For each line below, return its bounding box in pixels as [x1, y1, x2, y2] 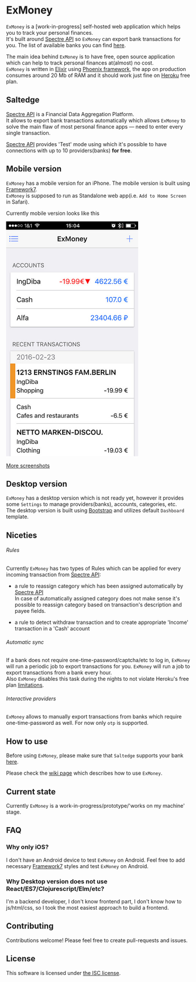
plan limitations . [6, 681, 44, 689]
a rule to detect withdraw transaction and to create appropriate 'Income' [14, 619, 189, 626]
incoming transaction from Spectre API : [6, 571, 101, 578]
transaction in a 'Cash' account [14, 625, 90, 632]
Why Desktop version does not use [6, 877, 108, 885]
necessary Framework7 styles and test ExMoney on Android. [6, 862, 149, 869]
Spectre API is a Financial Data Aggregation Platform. [6, 110, 135, 117]
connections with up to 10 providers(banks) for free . [6, 147, 132, 154]
